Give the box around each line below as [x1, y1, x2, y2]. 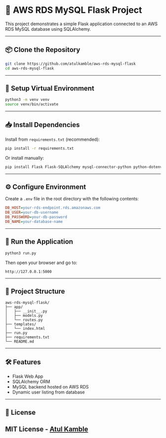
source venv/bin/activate [5, 102, 58, 107]
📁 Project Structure [5, 287, 65, 296]
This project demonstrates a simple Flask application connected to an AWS [5, 21, 158, 27]
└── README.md [5, 339, 35, 344]
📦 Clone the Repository [5, 45, 81, 54]
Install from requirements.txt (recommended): [5, 136, 100, 142]
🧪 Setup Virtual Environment [5, 84, 95, 92]
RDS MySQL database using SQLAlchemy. [5, 26, 91, 32]
